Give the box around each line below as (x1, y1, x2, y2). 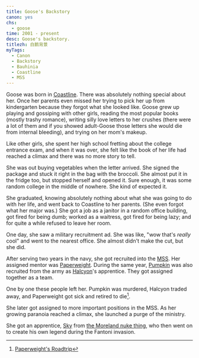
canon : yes (6, 14, 33, 20)
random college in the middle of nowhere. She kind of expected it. (6, 183, 168, 190)
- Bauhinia (11, 63, 38, 70)
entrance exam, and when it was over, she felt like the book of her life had (6, 146, 187, 154)
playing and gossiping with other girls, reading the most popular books (6, 110, 179, 117)
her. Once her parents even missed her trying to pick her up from (6, 97, 165, 104)
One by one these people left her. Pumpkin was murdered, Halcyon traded (6, 285, 187, 293)
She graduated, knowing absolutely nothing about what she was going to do (6, 195, 192, 202)
